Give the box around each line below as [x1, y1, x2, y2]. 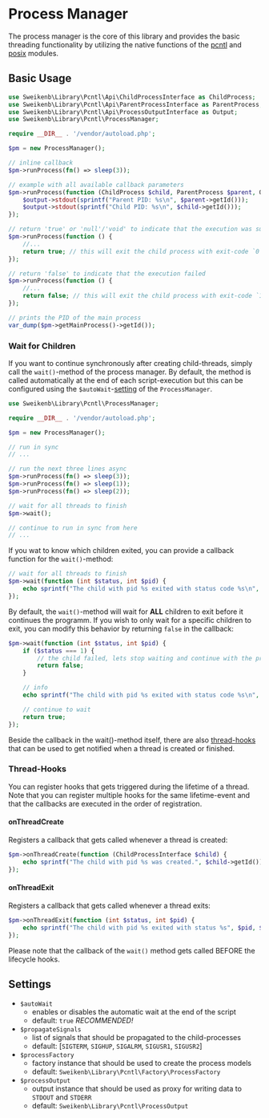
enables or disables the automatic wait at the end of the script [31, 1007, 236, 1017]
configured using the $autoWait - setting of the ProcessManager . [8, 384, 213, 393]
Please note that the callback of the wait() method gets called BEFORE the [8, 945, 255, 955]
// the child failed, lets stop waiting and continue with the [37, 654, 252, 662]
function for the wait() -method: [8, 555, 114, 564]
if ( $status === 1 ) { [22, 647, 94, 655]
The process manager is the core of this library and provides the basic [8, 31, 240, 41]
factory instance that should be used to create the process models [31, 1059, 252, 1068]
